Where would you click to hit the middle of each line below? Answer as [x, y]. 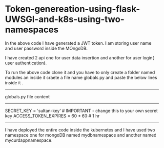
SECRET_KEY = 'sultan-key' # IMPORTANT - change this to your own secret [81, 111]
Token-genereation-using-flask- [72, 9]
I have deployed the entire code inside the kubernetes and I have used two [80, 129]
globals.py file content [28, 96]
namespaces [32, 30]
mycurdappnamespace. [29, 140]
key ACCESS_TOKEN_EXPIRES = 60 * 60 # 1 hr [52, 116]
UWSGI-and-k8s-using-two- [65, 19]
